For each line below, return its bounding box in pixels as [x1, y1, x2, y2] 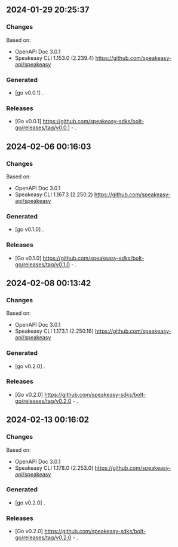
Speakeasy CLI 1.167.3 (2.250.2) [14, 191, 94, 198]
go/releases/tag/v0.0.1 [14, 124, 70, 131]
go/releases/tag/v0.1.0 [14, 260, 70, 268]
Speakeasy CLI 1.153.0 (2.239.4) [14, 54, 94, 62]
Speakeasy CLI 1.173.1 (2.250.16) [14, 327, 94, 335]
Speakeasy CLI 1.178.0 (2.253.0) [14, 464, 94, 472]
